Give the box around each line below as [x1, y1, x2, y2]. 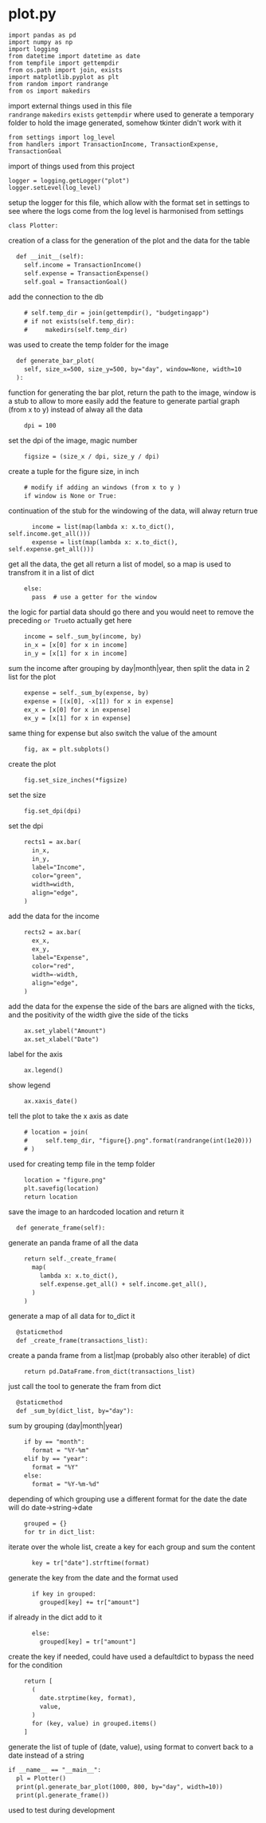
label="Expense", [31, 953, 89, 961]
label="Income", [31, 863, 86, 871]
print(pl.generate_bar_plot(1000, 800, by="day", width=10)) [15, 1782, 223, 1791]
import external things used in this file [8, 101, 133, 110]
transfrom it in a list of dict [8, 567, 95, 577]
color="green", [31, 871, 82, 880]
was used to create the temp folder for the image [8, 340, 169, 349]
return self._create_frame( [23, 1254, 117, 1263]
